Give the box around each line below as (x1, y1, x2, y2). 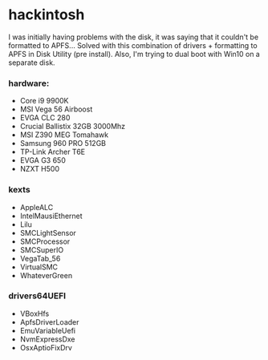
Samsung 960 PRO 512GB (19, 139, 107, 148)
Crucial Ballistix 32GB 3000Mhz (19, 122, 126, 131)
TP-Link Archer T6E (19, 147, 86, 157)
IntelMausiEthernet (19, 211, 83, 220)
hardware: (8, 78, 50, 89)
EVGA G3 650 (19, 156, 66, 165)
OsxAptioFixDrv (19, 342, 72, 352)
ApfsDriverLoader (19, 317, 79, 326)
